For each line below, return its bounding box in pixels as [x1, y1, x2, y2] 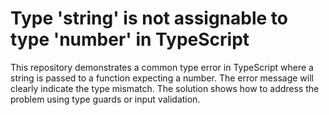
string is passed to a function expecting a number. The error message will [10, 72, 314, 84]
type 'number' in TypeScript [10, 28, 250, 51]
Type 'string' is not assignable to [10, 7, 288, 30]
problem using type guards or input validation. [10, 93, 201, 105]
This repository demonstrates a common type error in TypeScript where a [10, 61, 314, 73]
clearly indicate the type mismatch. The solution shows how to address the [10, 82, 320, 94]
